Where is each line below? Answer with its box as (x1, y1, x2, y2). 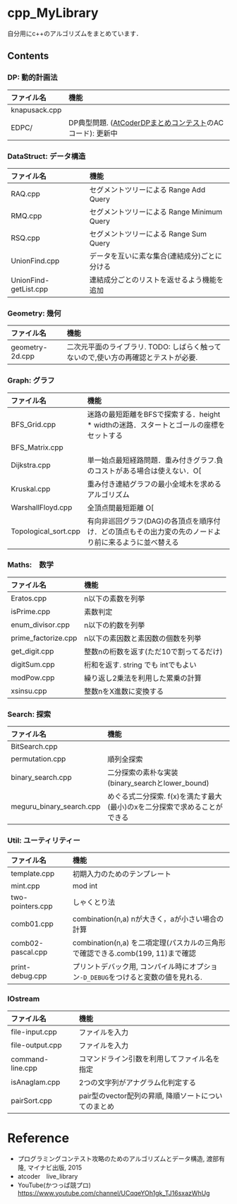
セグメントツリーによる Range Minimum (89, 207, 223, 217)
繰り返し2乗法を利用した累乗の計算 (83, 673, 202, 682)
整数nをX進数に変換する (83, 686, 164, 696)
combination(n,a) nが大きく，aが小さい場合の (72, 914, 224, 924)
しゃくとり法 (72, 898, 115, 908)
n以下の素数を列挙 (83, 594, 145, 603)
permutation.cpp (11, 754, 66, 764)
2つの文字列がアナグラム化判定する (78, 1078, 196, 1088)
